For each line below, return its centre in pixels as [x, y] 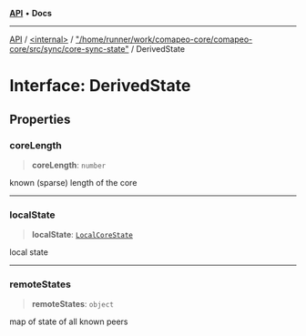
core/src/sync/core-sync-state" [69, 49]
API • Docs [31, 13]
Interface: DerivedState [100, 86]
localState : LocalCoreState [82, 235]
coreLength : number [69, 165]
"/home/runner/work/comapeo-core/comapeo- [164, 39]
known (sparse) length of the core [73, 182]
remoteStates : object [72, 304]
